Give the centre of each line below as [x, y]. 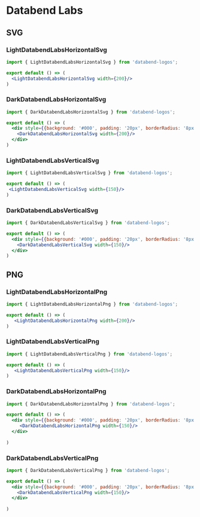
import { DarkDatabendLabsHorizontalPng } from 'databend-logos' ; [91, 404]
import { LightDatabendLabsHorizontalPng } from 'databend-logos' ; [92, 304]
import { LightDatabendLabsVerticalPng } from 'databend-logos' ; [89, 354]
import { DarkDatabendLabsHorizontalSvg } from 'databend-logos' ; [91, 112]
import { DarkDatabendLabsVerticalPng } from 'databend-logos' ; [88, 470]
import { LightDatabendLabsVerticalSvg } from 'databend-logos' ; [89, 173]
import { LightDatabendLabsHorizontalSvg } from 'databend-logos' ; [92, 62]
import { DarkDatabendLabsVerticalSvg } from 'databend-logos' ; [88, 223]
